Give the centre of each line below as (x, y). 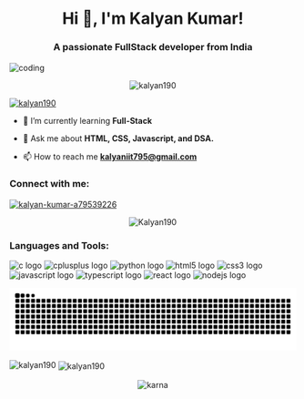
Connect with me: (50, 184)
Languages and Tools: (59, 246)
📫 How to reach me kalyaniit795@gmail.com (110, 157)
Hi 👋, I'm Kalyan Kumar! (153, 19)
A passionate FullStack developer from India (153, 47)
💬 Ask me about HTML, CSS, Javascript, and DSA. (118, 138)
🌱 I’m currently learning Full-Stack (87, 121)
